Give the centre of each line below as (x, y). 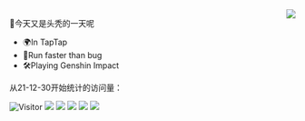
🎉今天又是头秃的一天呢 (52, 23)
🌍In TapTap (45, 42)
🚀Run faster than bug (62, 55)
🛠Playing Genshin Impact (71, 66)
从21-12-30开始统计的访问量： (66, 87)
